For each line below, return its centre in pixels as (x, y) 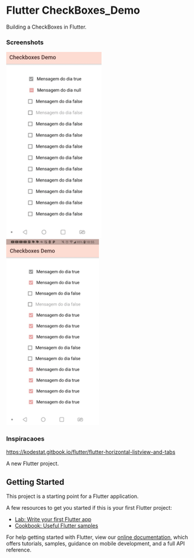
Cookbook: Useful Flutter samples (56, 526)
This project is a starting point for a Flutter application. (72, 496)
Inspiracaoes (25, 439)
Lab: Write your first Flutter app (53, 519)
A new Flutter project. (33, 463)
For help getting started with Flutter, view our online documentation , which (97, 537)
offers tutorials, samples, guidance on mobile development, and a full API (96, 544)
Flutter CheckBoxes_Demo (73, 10)
